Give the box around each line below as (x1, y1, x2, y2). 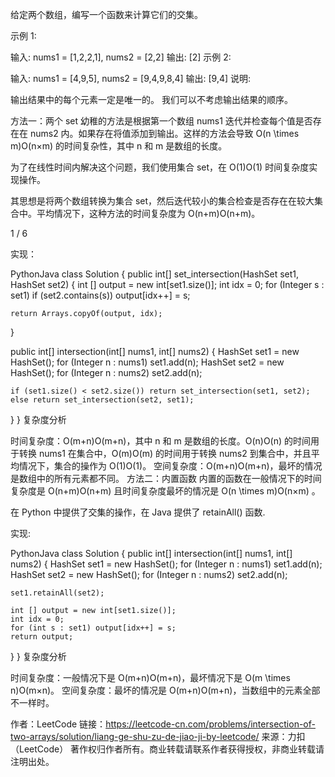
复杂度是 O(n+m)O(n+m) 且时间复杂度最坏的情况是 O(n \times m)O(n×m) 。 (10, 485, 321, 497)
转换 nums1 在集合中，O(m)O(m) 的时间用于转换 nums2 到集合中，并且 (18, 448, 312, 459)
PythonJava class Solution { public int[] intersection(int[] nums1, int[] (10, 548, 293, 559)
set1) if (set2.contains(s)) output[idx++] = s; (10, 289, 191, 301)
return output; (10, 632, 74, 642)
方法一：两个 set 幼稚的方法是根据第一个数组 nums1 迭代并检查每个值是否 (10, 115, 313, 127)
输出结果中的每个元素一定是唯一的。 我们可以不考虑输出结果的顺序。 (10, 94, 293, 105)
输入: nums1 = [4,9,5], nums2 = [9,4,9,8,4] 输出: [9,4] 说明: (10, 73, 252, 84)
